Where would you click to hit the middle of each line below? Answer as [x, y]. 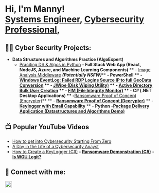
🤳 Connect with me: [35, 172]
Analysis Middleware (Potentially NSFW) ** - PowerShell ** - [81, 75]
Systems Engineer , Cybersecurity [75, 19]
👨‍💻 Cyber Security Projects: [48, 48]
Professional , [33, 30]
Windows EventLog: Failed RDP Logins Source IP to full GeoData [85, 80]
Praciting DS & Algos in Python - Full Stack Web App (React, [80, 65]
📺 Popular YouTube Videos [47, 127]
